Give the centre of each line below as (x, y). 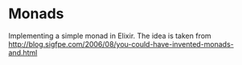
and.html (23, 52)
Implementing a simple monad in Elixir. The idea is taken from (110, 36)
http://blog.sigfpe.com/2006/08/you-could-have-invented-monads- (121, 44)
